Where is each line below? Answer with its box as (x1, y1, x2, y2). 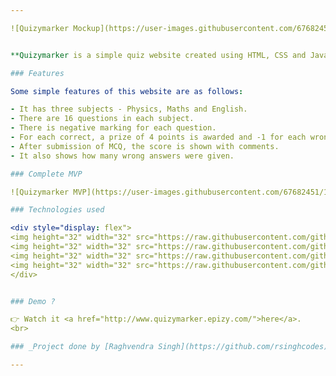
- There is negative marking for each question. (10, 123, 217, 133)
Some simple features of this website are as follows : (10, 86, 244, 96)
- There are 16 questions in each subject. (10, 114, 195, 124)
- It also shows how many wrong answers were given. (10, 151, 235, 161)
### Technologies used (10, 205, 105, 215)
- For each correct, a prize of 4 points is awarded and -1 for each (10, 132, 307, 142)
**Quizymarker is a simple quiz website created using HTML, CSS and (10, 50, 307, 60)
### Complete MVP (10, 169, 83, 179)
